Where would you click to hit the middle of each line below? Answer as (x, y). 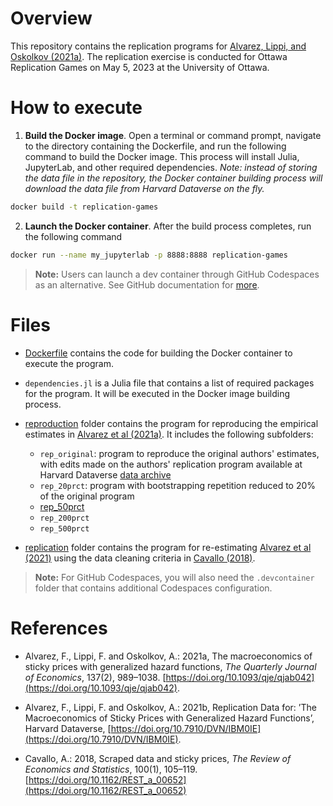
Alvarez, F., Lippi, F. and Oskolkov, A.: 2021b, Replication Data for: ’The (170, 707)
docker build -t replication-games (84, 207)
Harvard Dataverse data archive (105, 474)
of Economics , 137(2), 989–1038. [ (95, 677)
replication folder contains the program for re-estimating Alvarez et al (168, 547)
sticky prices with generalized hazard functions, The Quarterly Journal (170, 666)
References (59, 628)
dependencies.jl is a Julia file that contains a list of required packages (169, 383)
